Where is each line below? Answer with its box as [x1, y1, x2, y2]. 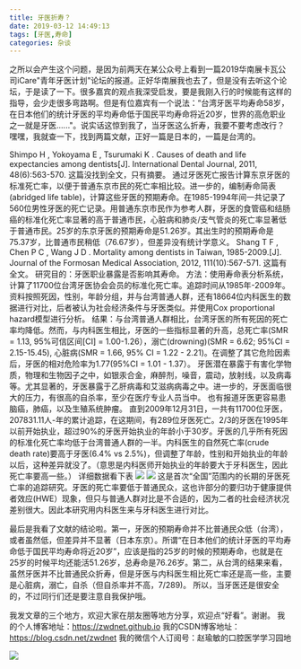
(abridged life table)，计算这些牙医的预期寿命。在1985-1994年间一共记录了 [9, 192, 287, 203]
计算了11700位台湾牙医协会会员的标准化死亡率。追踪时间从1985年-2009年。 [9, 280, 290, 291]
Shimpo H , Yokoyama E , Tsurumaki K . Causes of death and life [9, 149, 246, 160]
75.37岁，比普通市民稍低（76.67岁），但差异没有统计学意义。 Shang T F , [9, 237, 279, 248]
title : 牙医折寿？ [9, 13, 72, 22]
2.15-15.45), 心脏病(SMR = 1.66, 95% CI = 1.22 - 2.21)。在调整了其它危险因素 [9, 348, 291, 358]
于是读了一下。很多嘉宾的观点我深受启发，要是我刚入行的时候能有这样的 [24, 86, 292, 97]
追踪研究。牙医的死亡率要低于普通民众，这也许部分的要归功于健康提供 [32, 482, 292, 493]
